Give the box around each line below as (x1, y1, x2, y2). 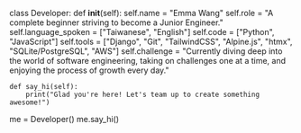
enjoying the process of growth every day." (9, 65, 169, 75)
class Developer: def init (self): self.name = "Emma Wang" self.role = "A (9, 8, 274, 18)
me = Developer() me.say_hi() (9, 114, 120, 124)
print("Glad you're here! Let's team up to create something (25, 90, 260, 99)
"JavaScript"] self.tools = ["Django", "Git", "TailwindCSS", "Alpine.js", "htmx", (9, 36, 293, 47)
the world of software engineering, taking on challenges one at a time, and (9, 56, 287, 66)
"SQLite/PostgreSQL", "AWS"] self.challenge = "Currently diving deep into (9, 46, 283, 57)
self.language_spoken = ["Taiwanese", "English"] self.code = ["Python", (9, 27, 275, 37)
